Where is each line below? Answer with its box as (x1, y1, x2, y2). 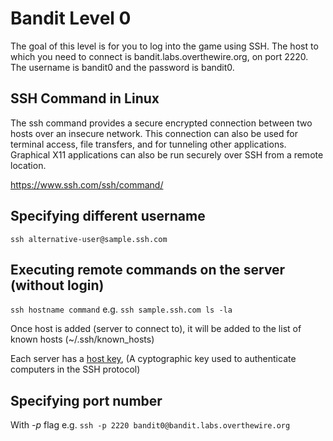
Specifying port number (10, 392, 163, 409)
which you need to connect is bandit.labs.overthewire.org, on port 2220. (10, 50, 309, 62)
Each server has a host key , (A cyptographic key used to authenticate (10, 353, 297, 365)
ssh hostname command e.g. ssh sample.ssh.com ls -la (10, 303, 233, 316)
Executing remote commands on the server (10, 261, 286, 278)
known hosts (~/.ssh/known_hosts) (10, 333, 155, 346)
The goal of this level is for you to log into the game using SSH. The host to (10, 40, 319, 52)
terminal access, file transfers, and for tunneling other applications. (10, 138, 287, 150)
